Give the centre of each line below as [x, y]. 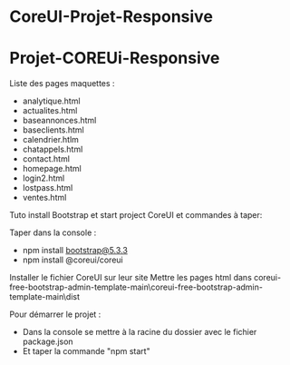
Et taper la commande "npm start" [87, 351]
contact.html [46, 159]
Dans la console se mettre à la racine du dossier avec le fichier [140, 332]
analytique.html [51, 101]
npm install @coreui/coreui [73, 260]
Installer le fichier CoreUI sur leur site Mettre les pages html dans [130, 278]
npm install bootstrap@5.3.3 [75, 251]
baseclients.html [53, 130]
